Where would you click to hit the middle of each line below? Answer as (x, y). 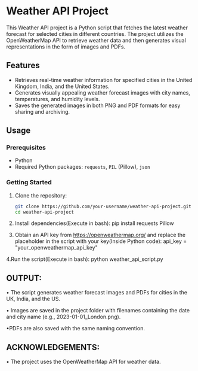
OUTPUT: (24, 278)
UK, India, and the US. (33, 299)
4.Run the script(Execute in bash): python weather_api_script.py (85, 259)
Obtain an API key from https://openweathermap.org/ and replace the (100, 235)
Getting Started (29, 183)
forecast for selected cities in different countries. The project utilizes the (95, 34)
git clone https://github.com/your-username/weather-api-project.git (103, 206)
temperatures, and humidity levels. (57, 99)
